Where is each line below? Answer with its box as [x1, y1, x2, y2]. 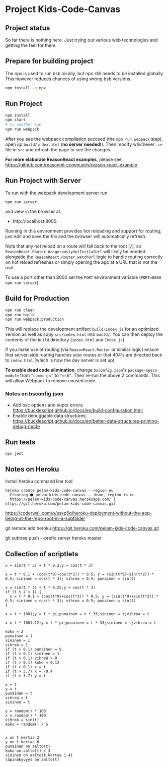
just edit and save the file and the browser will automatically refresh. [5, 233, 147, 239]
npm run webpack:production [5, 317, 64, 322]
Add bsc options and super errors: [12, 402, 84, 408]
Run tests [5, 438, 36, 446]
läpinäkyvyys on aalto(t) [5, 757, 59, 762]
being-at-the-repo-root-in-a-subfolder [5, 515, 86, 521]
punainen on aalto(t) [5, 744, 51, 749]
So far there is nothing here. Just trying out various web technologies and [5, 37, 158, 43]
